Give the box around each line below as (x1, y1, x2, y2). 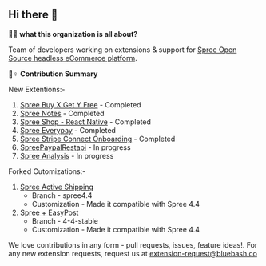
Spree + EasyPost (19, 208, 79, 217)
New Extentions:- (8, 84, 66, 94)
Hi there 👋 (8, 8, 58, 22)
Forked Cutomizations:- (8, 166, 86, 176)
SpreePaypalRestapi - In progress (19, 142, 131, 152)
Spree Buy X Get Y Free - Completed (19, 99, 141, 109)
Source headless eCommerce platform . (8, 53, 137, 62)
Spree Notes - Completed (19, 108, 105, 118)
